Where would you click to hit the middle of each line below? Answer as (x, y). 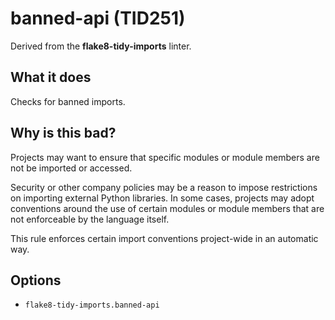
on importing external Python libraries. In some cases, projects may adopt (162, 198)
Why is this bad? (63, 133)
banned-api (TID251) (98, 18)
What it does (51, 77)
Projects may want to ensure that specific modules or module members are (165, 157)
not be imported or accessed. (71, 168)
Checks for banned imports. (68, 101)
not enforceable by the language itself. (90, 219)
